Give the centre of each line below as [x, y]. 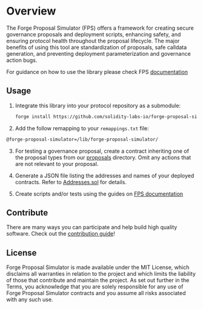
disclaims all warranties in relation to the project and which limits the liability [101, 274]
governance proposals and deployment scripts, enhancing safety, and [94, 34]
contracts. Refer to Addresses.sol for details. [71, 182]
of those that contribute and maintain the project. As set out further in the [98, 281]
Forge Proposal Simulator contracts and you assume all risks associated [96, 293]
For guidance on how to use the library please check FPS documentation [97, 71]
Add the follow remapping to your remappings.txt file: [82, 128]
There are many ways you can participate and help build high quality [92, 227]
